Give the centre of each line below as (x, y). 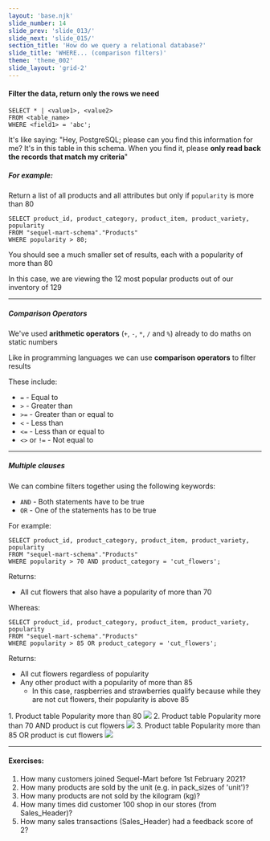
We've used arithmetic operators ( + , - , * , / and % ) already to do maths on (130, 333)
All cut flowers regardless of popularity (84, 674)
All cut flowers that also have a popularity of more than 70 (116, 592)
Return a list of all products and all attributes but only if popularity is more (131, 195)
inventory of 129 (35, 287)
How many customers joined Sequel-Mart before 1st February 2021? (133, 779)
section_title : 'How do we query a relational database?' (107, 46)
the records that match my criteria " (68, 157)
